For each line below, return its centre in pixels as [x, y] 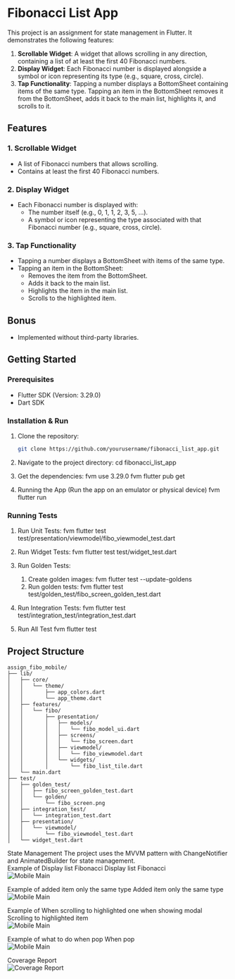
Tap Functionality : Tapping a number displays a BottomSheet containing [123, 83]
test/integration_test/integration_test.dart [77, 615]
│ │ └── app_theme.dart [55, 698]
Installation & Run [38, 421]
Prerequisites [31, 380]
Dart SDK [31, 402]
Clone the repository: [48, 436]
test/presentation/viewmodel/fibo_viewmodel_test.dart [96, 538]
